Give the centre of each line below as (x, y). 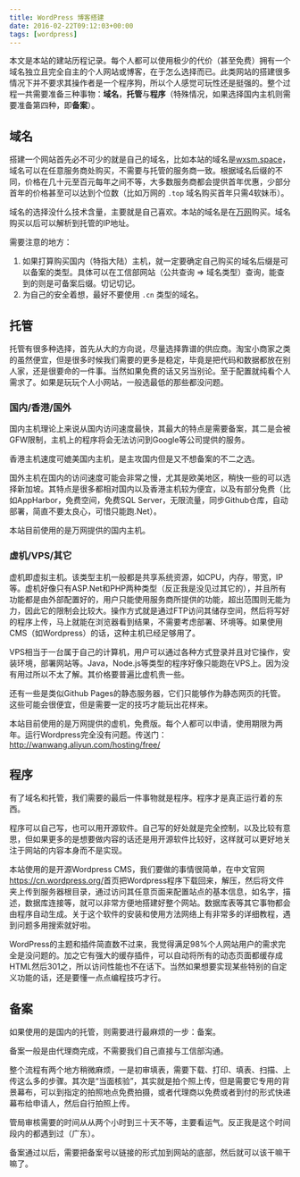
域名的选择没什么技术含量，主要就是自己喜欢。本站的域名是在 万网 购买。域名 (150, 212)
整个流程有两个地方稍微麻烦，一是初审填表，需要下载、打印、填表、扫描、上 (150, 1070)
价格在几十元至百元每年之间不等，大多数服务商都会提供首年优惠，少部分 (158, 182)
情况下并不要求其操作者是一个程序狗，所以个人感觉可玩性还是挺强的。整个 (146, 83)
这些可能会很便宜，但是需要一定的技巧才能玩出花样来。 (111, 704)
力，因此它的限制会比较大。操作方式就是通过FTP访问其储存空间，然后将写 (146, 610)
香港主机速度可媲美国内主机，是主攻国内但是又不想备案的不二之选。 (134, 459)
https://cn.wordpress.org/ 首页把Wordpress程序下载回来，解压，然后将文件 (147, 880)
